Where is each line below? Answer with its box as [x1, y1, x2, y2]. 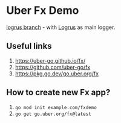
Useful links [6, 41, 53, 51]
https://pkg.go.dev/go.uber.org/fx [15, 70, 99, 77]
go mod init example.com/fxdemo [15, 104, 97, 110]
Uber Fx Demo [6, 4, 79, 17]
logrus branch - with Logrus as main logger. [6, 24, 116, 31]
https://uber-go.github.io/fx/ [15, 57, 86, 64]
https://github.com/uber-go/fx [15, 63, 91, 71]
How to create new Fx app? [6, 87, 111, 98]
